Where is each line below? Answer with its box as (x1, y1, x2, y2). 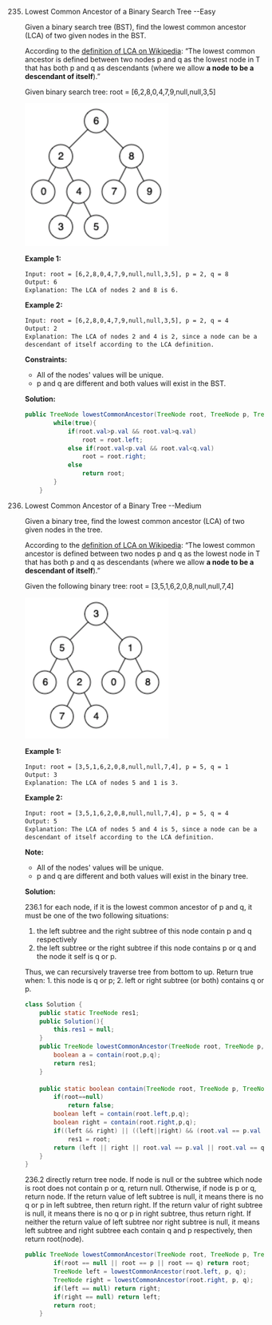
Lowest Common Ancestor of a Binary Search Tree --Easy (24, 7, 216, 16)
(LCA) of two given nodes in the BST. (24, 31, 147, 40)
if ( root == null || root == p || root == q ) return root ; (53, 1260, 250, 1267)
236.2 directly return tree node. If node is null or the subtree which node (24, 1175, 262, 1184)
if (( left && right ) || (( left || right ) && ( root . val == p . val (53, 1126, 262, 1135)
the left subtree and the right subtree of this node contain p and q (36, 926, 252, 935)
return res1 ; (53, 1059, 97, 1067)
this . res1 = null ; (53, 1025, 115, 1033)
